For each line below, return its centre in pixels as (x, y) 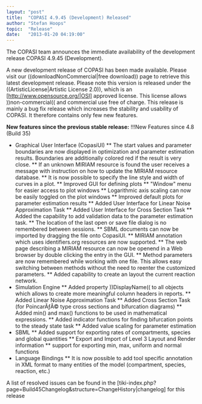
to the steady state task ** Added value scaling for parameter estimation (106, 326)
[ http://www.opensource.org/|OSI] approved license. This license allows (96, 96)
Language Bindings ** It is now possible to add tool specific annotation (104, 358)
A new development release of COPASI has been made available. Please (96, 70)
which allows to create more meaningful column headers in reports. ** (103, 294)
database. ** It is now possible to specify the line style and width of (99, 177)
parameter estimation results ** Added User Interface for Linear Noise (103, 204)
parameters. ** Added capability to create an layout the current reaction (105, 275)
